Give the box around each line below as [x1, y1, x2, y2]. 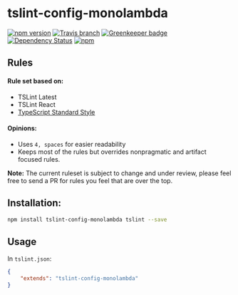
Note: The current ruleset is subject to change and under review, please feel [7, 169, 232, 177]
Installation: [7, 197, 62, 209]
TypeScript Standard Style [17, 108, 95, 116]
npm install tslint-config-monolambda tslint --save [7, 216, 167, 223]
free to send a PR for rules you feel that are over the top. [7, 176, 173, 185]
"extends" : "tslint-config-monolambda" [20, 275, 139, 282]
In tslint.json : [7, 254, 52, 263]
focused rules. [17, 155, 61, 163]
